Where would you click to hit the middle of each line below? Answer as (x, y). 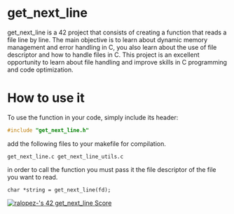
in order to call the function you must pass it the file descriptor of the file (112, 169)
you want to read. (33, 177)
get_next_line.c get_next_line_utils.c (66, 156)
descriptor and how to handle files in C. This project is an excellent (103, 55)
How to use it (46, 98)
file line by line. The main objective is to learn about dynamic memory (108, 39)
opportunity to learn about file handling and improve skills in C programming (117, 62)
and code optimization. (40, 69)
